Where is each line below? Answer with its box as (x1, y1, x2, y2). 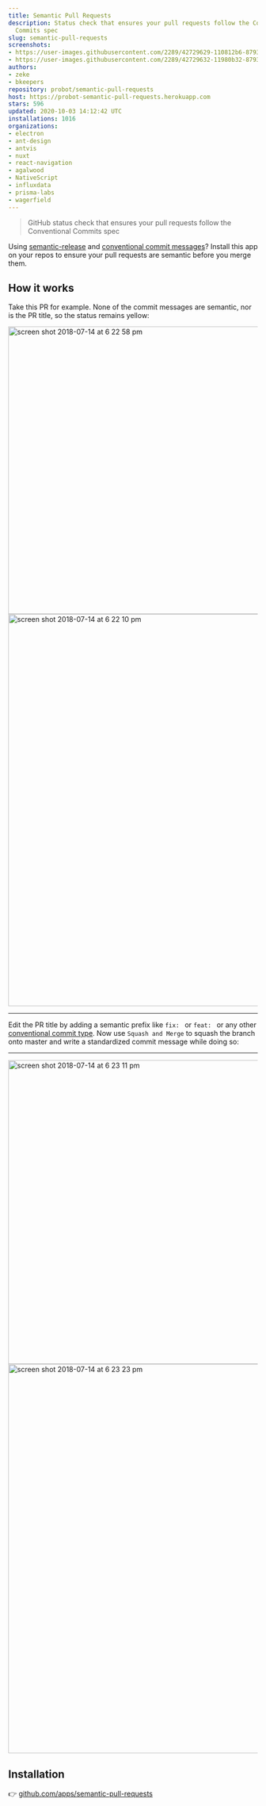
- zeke (8, 71, 30, 79)
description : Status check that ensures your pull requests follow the (8, 19, 249, 27)
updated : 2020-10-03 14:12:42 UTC (8, 108, 123, 116)
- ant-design (8, 136, 51, 145)
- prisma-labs (8, 188, 55, 197)
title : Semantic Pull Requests (8, 11, 112, 20)
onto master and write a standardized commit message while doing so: (8, 1037, 239, 1047)
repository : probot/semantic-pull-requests (8, 85, 154, 94)
